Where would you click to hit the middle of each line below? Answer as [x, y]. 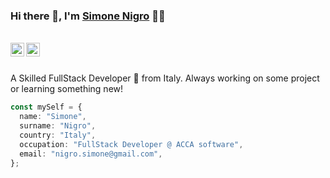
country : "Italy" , [58, 135]
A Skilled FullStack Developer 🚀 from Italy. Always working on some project [165, 78]
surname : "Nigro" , [58, 126]
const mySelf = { [46, 107]
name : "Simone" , [53, 117]
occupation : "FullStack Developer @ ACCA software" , [131, 144]
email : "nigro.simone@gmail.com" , [91, 154]
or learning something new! [67, 89]
